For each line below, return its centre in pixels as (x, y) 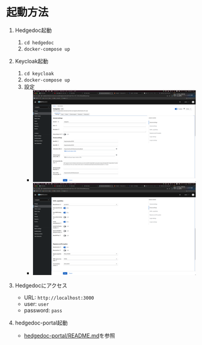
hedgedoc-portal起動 (41, 323)
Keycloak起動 (32, 61)
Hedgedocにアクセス (41, 285)
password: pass (43, 310)
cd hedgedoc (39, 43)
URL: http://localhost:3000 (59, 297)
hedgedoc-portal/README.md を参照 (69, 335)
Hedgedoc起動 (33, 30)
